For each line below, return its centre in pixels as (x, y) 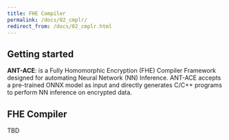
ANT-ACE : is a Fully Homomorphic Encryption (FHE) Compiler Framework (112, 71)
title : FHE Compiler (37, 13)
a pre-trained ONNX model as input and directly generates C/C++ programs (115, 85)
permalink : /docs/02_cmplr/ (47, 20)
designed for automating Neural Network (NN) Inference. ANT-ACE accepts (114, 78)
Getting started (41, 54)
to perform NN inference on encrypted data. (70, 93)
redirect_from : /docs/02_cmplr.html (59, 26)
